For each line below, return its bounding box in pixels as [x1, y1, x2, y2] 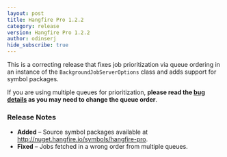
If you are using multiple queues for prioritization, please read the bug [7, 88, 205, 96]
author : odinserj [7, 35, 57, 42]
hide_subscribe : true [7, 42, 69, 48]
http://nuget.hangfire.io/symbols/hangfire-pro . [16, 135, 148, 143]
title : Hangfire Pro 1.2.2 [7, 16, 84, 23]
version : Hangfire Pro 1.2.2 [7, 29, 90, 36]
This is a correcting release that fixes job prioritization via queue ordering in [7, 61, 221, 68]
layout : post [7, 10, 44, 17]
